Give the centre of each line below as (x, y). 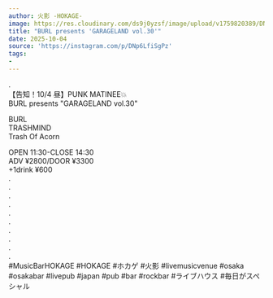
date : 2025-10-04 (38, 39)
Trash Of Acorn (34, 136)
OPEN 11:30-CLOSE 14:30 (51, 152)
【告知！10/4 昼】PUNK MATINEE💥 (68, 94)
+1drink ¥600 (30, 169)
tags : (17, 54)
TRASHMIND (30, 128)
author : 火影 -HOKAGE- (45, 16)
